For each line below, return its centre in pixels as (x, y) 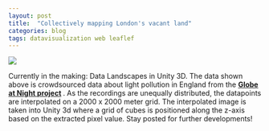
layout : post (30, 16)
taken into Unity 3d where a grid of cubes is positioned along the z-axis (126, 110)
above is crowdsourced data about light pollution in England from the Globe (133, 84)
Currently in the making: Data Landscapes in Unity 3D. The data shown (126, 76)
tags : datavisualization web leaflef (71, 38)
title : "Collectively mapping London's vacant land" (100, 23)
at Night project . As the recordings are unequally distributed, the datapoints (135, 93)
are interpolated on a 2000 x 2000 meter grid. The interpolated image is (127, 102)
